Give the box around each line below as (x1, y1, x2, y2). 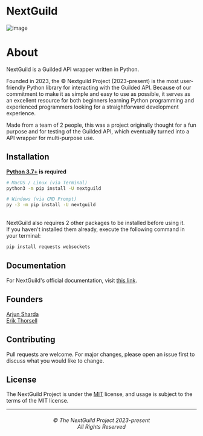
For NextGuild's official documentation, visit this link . (6, 277, 137, 284)
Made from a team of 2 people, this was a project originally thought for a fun (6, 121, 196, 129)
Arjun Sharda (6, 310, 39, 318)
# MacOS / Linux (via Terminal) (6, 179, 88, 186)
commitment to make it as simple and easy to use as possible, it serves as (6, 90, 190, 98)
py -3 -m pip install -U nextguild (6, 202, 96, 208)
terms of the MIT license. (6, 397, 69, 404)
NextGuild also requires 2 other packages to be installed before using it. (6, 220, 185, 227)
